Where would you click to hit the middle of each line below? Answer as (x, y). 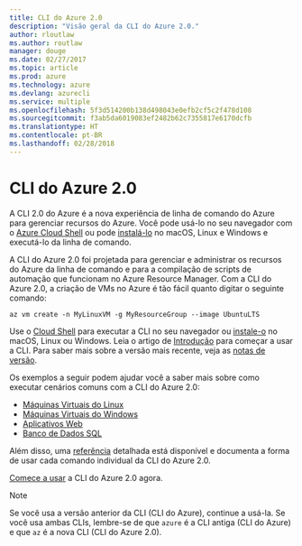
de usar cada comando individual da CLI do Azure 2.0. (110, 460)
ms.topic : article (44, 69)
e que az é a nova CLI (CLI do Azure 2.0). (86, 532)
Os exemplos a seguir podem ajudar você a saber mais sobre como (134, 377)
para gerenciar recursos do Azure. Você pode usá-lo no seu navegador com (151, 223)
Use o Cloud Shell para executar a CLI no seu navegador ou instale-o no (143, 331)
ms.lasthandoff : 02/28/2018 (62, 143)
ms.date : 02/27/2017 (48, 60)
